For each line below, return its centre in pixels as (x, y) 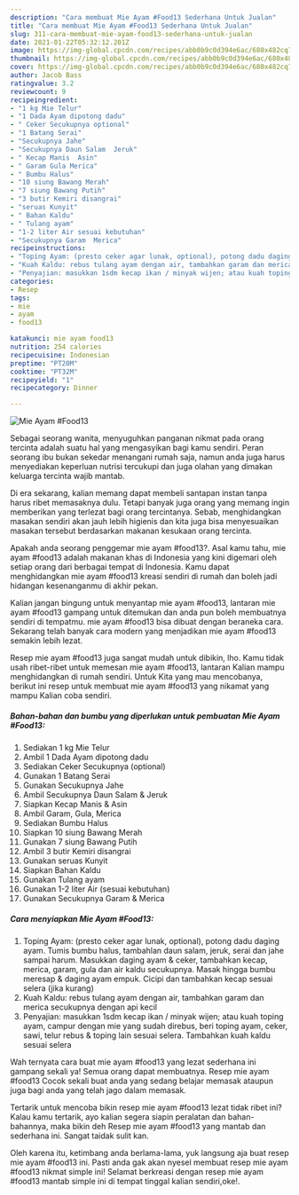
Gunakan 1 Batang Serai (67, 776)
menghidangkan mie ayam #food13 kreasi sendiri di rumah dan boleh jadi (144, 577)
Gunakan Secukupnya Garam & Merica (94, 899)
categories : (32, 281)
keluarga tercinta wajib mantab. (67, 476)
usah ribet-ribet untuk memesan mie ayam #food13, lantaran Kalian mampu (147, 667)
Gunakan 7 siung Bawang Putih (80, 842)
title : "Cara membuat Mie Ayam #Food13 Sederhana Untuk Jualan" (131, 26)
